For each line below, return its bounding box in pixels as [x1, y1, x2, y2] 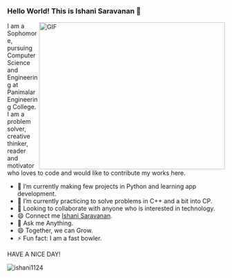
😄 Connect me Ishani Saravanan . [17, 212, 113, 220]
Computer [7, 51, 36, 59]
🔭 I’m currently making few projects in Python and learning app [17, 183, 197, 191]
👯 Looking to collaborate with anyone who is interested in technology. [17, 204, 215, 213]
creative [7, 132, 30, 140]
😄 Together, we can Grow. [17, 226, 93, 234]
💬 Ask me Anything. [17, 219, 74, 228]
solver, [7, 124, 26, 133]
